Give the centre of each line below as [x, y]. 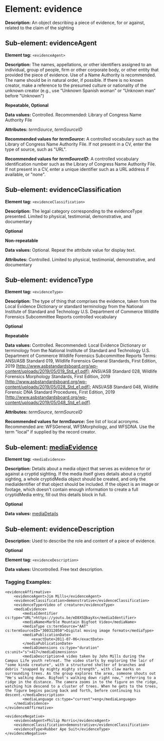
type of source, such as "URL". [36, 149]
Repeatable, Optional [27, 105]
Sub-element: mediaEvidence [51, 447]
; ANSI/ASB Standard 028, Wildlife [123, 371]
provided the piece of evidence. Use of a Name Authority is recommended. [81, 75]
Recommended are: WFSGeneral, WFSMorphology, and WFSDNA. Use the [80, 427]
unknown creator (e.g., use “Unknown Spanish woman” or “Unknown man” [80, 90]
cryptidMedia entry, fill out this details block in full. [56, 495]
